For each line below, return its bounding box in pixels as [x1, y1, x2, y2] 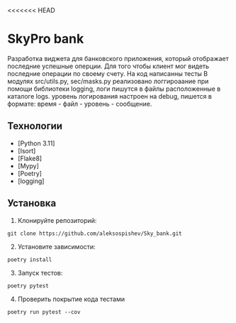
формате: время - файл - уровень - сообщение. [7, 99, 152, 108]
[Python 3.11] [17, 138, 55, 148]
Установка [7, 197, 57, 209]
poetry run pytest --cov [7, 308, 81, 315]
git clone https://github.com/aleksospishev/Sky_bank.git [7, 230, 182, 237]
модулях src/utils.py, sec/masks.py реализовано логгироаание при [7, 77, 209, 85]
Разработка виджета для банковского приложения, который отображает [7, 54, 229, 62]
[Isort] [17, 146, 36, 155]
